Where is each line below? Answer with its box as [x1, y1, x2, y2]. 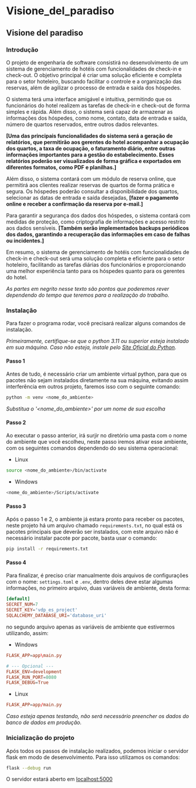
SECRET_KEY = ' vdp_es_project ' [6, 607, 78, 613]
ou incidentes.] [6, 237, 44, 244]
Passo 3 [6, 502, 27, 510]
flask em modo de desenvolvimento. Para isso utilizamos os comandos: [6, 754, 180, 761]
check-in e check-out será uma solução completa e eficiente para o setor [6, 255, 185, 262]
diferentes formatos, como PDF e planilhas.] [6, 164, 117, 171]
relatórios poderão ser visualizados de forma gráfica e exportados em [6, 157, 181, 164]
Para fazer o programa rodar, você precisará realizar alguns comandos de [6, 320, 186, 327]
